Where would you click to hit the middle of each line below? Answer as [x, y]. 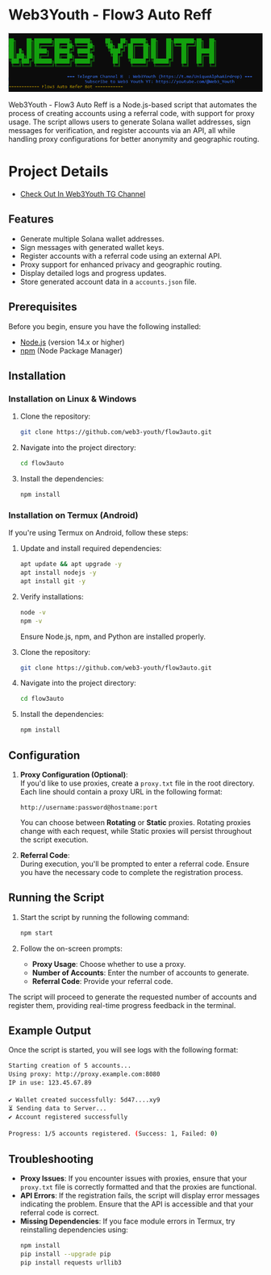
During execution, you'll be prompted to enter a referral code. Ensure [135, 864]
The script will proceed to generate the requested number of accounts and [132, 997]
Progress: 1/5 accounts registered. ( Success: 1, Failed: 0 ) [113, 1134]
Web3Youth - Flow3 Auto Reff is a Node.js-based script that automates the [133, 104]
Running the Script [56, 898]
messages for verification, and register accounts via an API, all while [122, 130]
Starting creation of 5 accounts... [70, 1066]
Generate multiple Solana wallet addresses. [92, 239]
